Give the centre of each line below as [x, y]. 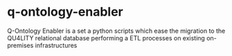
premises [20, 45]
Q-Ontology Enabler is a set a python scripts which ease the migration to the [116, 31]
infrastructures [56, 45]
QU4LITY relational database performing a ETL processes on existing [106, 38]
